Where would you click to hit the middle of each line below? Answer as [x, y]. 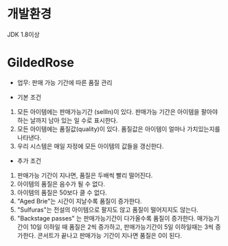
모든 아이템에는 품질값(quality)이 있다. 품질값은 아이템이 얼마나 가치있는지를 [119, 128]
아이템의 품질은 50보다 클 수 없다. [62, 192]
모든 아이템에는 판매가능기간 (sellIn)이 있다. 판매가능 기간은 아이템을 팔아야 [117, 111]
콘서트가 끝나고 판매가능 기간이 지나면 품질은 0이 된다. [110, 235]
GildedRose [41, 63]
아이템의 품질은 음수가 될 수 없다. [61, 183]
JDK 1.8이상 [23, 34]
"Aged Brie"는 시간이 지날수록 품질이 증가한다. [79, 201]
